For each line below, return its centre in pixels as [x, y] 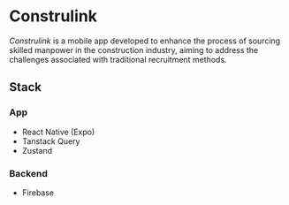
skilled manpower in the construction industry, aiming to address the [134, 49]
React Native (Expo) [58, 132]
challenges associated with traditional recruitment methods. [118, 59]
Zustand [37, 150]
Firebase [38, 193]
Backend [29, 173]
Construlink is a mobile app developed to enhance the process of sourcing [145, 41]
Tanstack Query [51, 141]
